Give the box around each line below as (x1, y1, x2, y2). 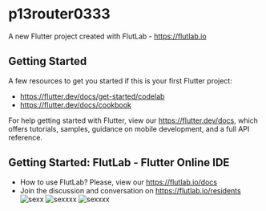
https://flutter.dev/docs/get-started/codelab (19, 91, 165, 101)
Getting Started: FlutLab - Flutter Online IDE (8, 156, 230, 169)
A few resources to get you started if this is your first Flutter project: (8, 75, 232, 85)
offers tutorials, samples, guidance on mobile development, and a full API (8, 124, 250, 133)
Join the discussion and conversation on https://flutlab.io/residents (19, 185, 242, 195)
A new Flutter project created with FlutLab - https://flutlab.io (8, 31, 207, 41)
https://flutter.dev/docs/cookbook (19, 99, 132, 109)
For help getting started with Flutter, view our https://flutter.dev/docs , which (8, 116, 259, 125)
